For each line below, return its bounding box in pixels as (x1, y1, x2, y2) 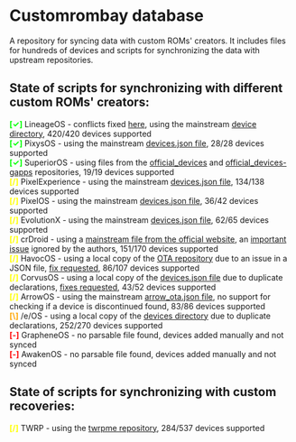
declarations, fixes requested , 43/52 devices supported (9, 281, 217, 292)
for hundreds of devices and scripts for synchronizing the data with (9, 44, 260, 55)
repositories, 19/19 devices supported (34, 166, 174, 177)
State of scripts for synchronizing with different (9, 80, 283, 96)
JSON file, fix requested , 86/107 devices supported (9, 262, 200, 273)
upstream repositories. (9, 54, 94, 65)
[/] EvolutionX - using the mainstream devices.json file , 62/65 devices (9, 214, 269, 226)
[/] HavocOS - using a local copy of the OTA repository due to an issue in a (9, 253, 288, 263)
